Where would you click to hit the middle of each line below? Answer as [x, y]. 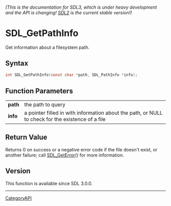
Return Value [26, 137]
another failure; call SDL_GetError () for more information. [65, 155]
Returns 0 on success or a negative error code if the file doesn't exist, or [81, 149]
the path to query [45, 105]
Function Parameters [39, 91]
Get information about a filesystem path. [48, 47]
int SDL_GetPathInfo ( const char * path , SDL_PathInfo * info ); [72, 75]
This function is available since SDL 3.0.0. [49, 183]
